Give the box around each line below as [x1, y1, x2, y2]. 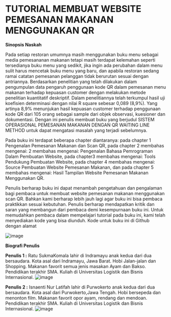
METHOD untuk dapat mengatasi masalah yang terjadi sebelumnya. [5, 127, 148, 133]
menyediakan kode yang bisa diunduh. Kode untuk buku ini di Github [5, 217, 150, 223]
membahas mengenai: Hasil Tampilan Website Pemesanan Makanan [5, 169, 149, 176]
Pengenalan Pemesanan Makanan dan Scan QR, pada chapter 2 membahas [5, 142, 164, 148]
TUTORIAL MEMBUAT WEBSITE [5, 3, 142, 15]
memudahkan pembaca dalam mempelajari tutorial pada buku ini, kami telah [5, 212, 166, 218]
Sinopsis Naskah [5, 41, 42, 47]
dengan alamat [5, 223, 37, 229]
